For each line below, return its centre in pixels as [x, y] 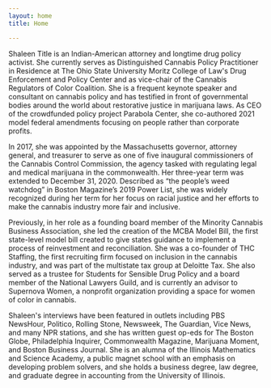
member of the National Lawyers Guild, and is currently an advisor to [123, 282]
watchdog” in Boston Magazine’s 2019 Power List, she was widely [118, 189]
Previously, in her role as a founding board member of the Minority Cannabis [136, 222]
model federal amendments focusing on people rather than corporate [124, 122]
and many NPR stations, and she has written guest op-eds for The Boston [131, 332]
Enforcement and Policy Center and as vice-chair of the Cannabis [118, 79]
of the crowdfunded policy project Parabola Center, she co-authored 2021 [131, 113]
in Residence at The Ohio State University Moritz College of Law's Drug [127, 70]
